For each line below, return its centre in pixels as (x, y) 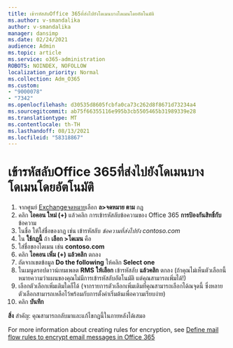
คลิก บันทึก (31, 302)
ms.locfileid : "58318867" (45, 137)
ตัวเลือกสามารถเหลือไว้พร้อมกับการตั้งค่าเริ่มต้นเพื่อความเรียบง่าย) (92, 294)
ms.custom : (24, 85)
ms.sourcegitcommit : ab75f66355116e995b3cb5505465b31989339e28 (102, 111)
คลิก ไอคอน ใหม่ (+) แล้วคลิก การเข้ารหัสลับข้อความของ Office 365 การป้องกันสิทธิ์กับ (120, 215)
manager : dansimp (33, 33)
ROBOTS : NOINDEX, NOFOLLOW (47, 66)
